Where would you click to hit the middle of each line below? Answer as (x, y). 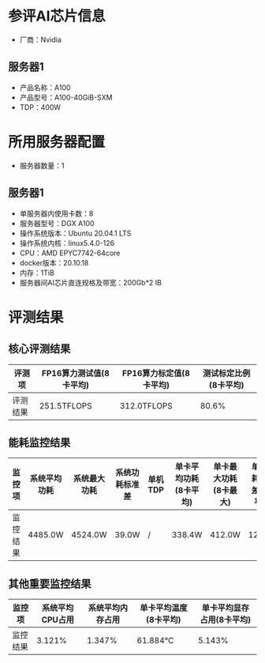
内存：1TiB (37, 273)
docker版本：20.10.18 (54, 262)
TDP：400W (40, 107)
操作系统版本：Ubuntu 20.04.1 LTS (75, 233)
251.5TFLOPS (65, 405)
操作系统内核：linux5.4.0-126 (67, 243)
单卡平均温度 (163, 608)
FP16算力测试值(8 (76, 373)
